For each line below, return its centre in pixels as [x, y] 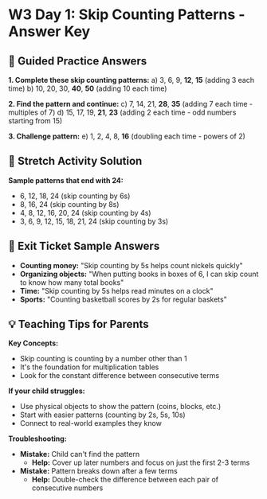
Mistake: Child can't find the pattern [80, 454]
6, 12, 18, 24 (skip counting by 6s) [75, 196]
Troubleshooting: [38, 439]
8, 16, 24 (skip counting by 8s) [69, 204]
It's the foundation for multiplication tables [89, 367]
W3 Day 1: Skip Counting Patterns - [127, 15]
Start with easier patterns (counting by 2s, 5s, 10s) [102, 415]
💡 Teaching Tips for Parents [79, 324]
